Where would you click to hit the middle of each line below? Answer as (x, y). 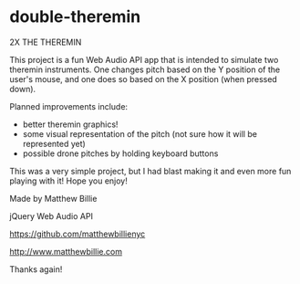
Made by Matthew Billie (53, 198)
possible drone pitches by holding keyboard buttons (120, 153)
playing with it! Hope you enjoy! (68, 181)
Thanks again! (36, 269)
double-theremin (75, 17)
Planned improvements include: (69, 106)
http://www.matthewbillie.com (66, 251)
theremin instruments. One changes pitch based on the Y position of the (145, 69)
